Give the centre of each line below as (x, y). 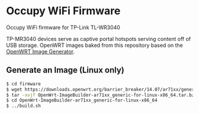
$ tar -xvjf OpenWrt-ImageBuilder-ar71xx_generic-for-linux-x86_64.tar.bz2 (102, 95)
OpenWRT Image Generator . (41, 51)
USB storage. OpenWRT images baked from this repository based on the (95, 45)
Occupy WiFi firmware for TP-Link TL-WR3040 (63, 27)
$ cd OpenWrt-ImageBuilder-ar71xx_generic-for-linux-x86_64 (82, 100)
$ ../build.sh (24, 106)
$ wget (14, 89)
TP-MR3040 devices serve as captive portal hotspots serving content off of (99, 39)
